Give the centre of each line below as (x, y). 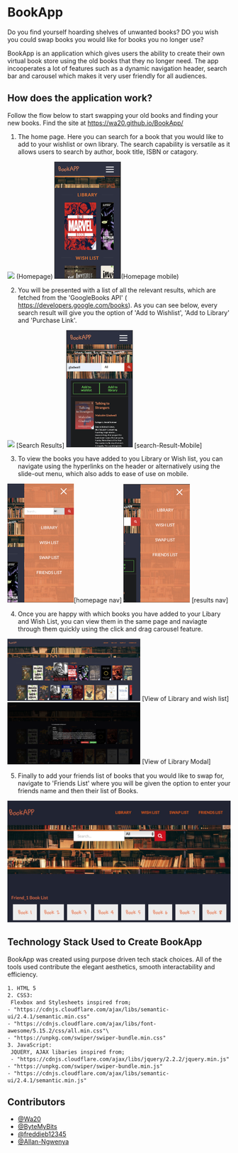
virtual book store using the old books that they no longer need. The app (113, 60)
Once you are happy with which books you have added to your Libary (119, 614)
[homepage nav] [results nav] (151, 600)
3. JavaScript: (30, 1045)
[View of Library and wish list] (185, 699)
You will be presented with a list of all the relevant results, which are (117, 290)
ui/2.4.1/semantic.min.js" (47, 1080)
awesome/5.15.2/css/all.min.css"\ (58, 1031)
